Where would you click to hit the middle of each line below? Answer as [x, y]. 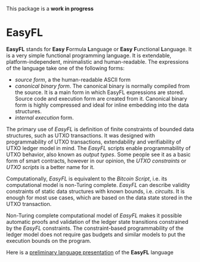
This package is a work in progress [50, 9]
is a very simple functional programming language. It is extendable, [89, 55]
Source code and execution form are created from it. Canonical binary [101, 98]
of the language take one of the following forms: [65, 68]
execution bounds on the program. [49, 241]
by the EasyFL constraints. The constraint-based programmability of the [95, 228]
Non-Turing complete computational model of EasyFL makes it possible [94, 215]
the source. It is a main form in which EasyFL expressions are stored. [99, 92]
